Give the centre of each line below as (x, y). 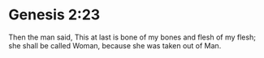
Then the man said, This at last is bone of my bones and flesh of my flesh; (132, 37)
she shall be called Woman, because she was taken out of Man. (115, 45)
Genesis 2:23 (54, 15)
